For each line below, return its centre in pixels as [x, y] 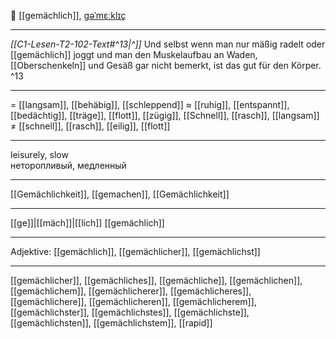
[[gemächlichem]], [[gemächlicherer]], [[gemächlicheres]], [131, 291]
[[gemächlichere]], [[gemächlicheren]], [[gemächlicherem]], [133, 301]
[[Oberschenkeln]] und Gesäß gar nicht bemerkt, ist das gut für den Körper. [166, 65]
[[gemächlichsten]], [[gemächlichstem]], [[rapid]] [111, 323]
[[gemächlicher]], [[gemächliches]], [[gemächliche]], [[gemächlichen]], [156, 280]
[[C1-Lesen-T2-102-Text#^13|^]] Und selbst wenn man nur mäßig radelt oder [168, 44]
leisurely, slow [39, 154]
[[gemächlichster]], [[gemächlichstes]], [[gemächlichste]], [130, 312]
